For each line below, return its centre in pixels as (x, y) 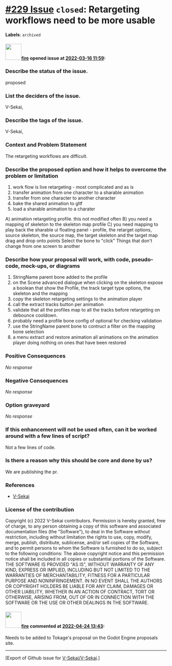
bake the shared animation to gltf (48, 204)
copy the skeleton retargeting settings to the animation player (77, 299)
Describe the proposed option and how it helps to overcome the (86, 169)
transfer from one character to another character (64, 198)
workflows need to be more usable (80, 20)
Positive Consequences (35, 356)
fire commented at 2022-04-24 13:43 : (63, 626)
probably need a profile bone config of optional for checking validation (87, 321)
